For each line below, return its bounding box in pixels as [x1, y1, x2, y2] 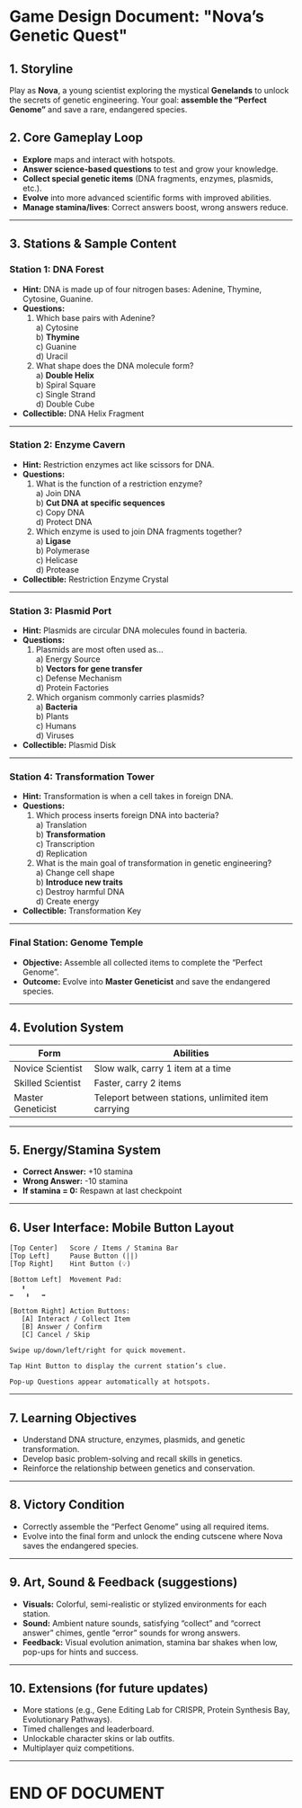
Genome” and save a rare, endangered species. [9, 104, 188, 114]
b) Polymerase [35, 545, 90, 556]
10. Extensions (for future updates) [9, 1680, 209, 1696]
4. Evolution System [9, 1020, 124, 1036]
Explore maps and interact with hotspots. [22, 154, 175, 165]
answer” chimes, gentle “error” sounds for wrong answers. [22, 1627, 241, 1638]
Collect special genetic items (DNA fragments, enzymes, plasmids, [22, 173, 274, 183]
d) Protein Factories [35, 682, 110, 693]
